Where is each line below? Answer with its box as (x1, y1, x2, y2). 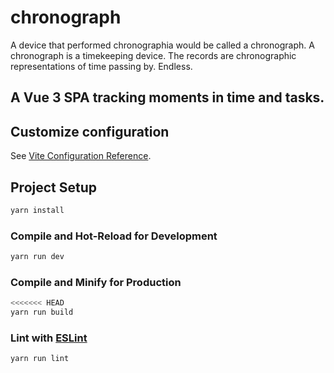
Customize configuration (10, 123, 170, 140)
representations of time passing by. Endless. (10, 60, 193, 72)
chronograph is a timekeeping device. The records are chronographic (10, 49, 297, 61)
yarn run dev (10, 252, 65, 262)
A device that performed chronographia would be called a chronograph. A (10, 39, 315, 51)
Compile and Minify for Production (10, 275, 182, 289)
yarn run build (10, 307, 74, 318)
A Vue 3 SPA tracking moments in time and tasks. (10, 89, 325, 106)
